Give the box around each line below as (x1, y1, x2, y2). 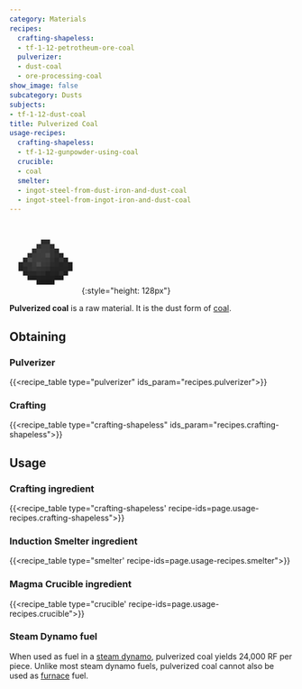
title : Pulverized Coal (9, 119, 99, 128)
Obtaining (9, 329, 67, 344)
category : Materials (9, 14, 87, 23)
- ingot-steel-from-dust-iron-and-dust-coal (17, 186, 188, 195)
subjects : (9, 100, 47, 109)
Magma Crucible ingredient (9, 578, 133, 591)
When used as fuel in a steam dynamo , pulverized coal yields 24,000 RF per (9, 650, 293, 662)
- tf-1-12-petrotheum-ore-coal (17, 43, 135, 52)
